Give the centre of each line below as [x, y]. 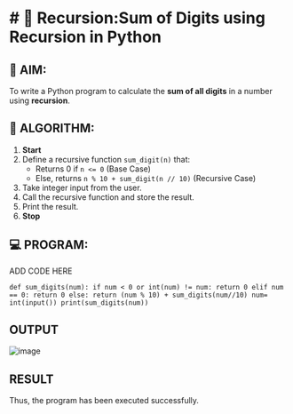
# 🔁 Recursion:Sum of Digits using [138, 18]
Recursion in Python [86, 37]
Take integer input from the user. [82, 187]
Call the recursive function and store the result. [108, 197]
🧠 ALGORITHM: [52, 128]
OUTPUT [34, 330]
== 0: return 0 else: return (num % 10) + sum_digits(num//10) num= [139, 295]
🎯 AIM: [28, 70]
